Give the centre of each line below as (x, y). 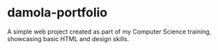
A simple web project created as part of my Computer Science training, (109, 32)
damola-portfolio (57, 13)
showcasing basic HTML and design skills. (68, 38)
